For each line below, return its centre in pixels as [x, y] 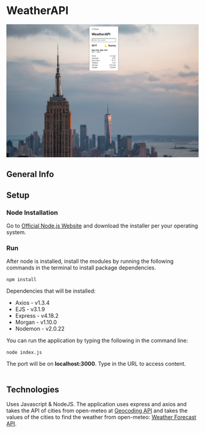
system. [16, 232]
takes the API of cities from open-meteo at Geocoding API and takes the [97, 411]
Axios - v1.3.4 [32, 303]
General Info [30, 174]
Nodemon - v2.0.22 [40, 329]
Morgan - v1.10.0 [36, 322]
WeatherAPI [38, 11]
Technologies [33, 389]
